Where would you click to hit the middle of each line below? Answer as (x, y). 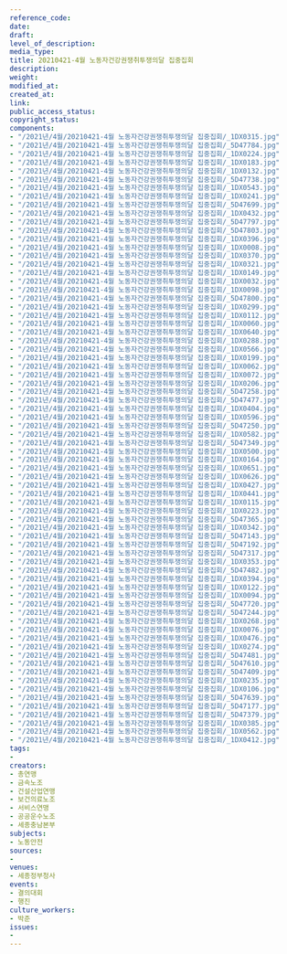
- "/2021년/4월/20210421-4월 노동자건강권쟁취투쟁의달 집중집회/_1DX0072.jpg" (145, 375)
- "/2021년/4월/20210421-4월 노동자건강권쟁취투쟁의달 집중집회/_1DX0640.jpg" (145, 333)
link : (20, 103)
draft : (22, 35)
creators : (28, 765)
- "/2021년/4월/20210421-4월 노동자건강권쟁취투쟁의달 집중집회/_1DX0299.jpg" (145, 307)
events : (24, 885)
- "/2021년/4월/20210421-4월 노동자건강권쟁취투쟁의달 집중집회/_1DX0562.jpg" (145, 732)
